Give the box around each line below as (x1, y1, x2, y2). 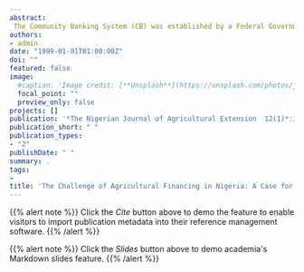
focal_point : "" (17, 89, 79, 98)
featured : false (9, 64, 71, 73)
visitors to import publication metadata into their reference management (9, 217, 278, 228)
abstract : (9, 13, 47, 23)
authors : (9, 30, 43, 39)
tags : (9, 165, 30, 174)
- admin (9, 38, 39, 48)
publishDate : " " (9, 148, 75, 157)
